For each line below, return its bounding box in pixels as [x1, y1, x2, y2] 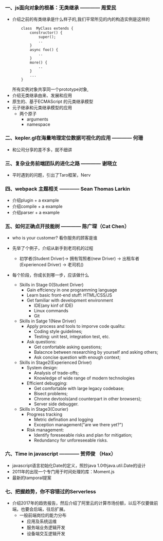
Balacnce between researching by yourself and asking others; [34, 349, 159, 355]
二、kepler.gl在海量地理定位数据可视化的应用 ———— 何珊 [5, 135, 144, 141]
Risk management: [26, 427, 64, 433]
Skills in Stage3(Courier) [19, 406, 69, 412]
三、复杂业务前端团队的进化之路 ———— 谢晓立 [5, 160, 117, 167]
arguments [26, 116, 49, 122]
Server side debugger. [34, 401, 79, 407]
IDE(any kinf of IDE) [34, 302, 73, 308]
